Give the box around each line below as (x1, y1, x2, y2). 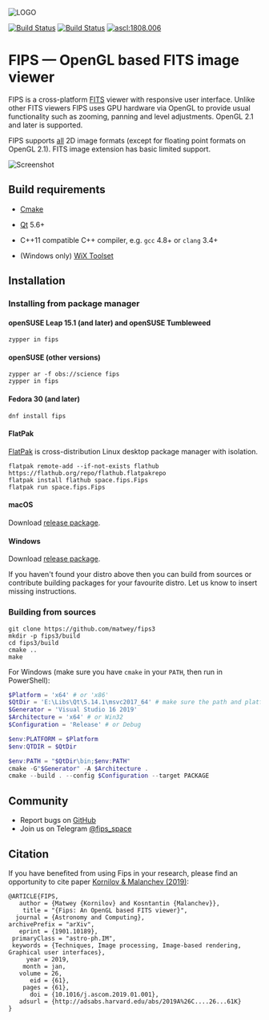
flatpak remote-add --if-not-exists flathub (8, 462, 159, 470)
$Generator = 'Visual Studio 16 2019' (8, 706, 138, 714)
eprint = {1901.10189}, (18, 927, 98, 935)
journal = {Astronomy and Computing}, (15, 913, 146, 921)
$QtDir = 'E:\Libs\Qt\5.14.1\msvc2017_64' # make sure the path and (8, 698, 242, 707)
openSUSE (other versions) (8, 353, 102, 362)
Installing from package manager (8, 298, 140, 309)
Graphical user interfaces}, (8, 948, 106, 957)
